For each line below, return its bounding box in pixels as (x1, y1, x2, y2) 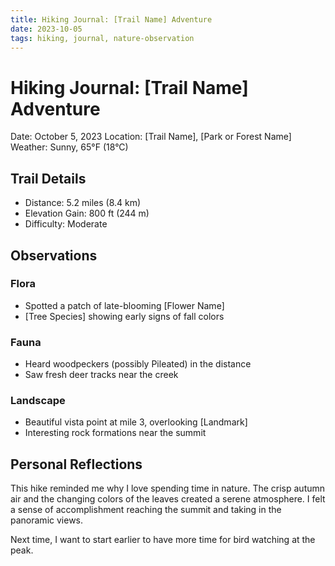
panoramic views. (10, 514, 84, 526)
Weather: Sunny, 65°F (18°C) (10, 141, 129, 153)
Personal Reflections (10, 456, 143, 473)
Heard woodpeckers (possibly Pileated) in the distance (24, 358, 252, 370)
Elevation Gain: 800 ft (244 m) (24, 207, 150, 220)
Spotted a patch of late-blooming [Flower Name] (24, 299, 225, 311)
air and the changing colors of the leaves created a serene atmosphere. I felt (10, 493, 326, 505)
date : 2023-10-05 (10, 24, 83, 34)
